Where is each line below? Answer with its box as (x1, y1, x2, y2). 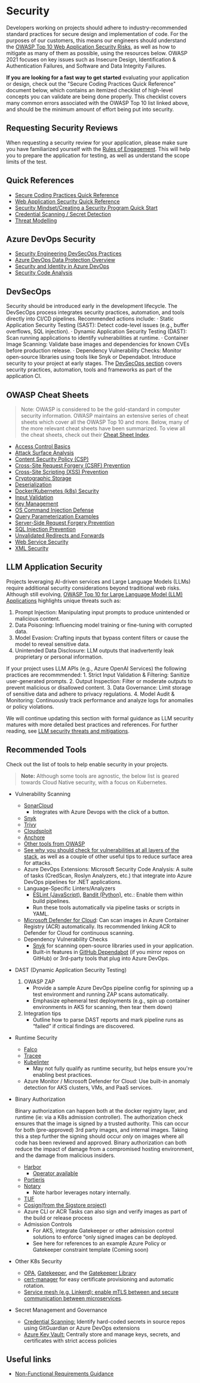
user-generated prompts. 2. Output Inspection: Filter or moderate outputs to (6, 677, 193, 684)
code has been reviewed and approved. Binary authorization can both (14, 1139, 187, 1146)
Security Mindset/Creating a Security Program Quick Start (14, 204, 158, 211)
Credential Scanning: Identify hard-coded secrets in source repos (23, 1318, 186, 1325)
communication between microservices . (23, 1294, 123, 1302)
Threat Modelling (14, 217, 57, 224)
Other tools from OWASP (23, 840, 85, 847)
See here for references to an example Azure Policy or (32, 1239, 167, 1247)
